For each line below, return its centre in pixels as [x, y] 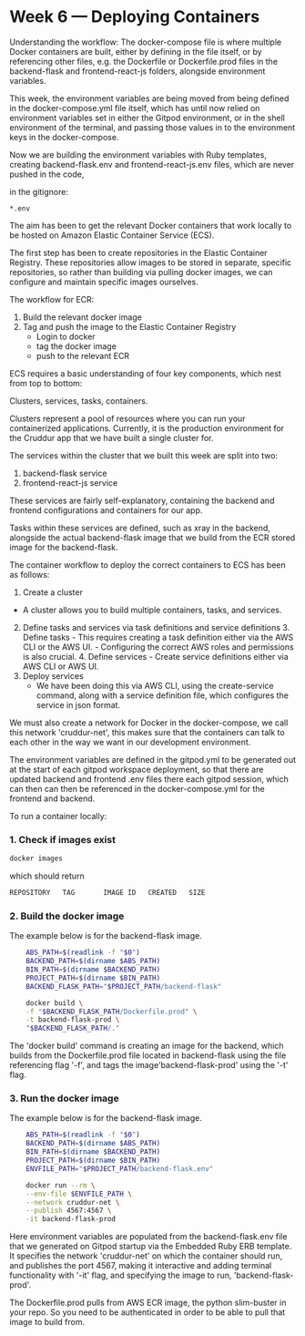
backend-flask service [65, 473]
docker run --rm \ [61, 1185]
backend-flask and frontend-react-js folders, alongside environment [137, 71]
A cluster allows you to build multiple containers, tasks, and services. [152, 610]
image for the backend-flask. [64, 547]
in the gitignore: [39, 191]
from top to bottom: [46, 383]
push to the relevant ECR [83, 355]
